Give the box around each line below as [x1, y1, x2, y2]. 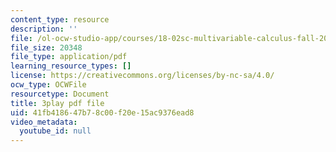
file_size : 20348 [10, 42, 83, 53]
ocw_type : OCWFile [10, 80, 87, 90]
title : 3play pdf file [10, 98, 105, 108]
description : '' [10, 24, 78, 34]
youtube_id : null [19, 126, 92, 136]
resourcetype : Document [10, 89, 110, 99]
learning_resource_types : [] [10, 61, 132, 71]
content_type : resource [10, 14, 110, 25]
